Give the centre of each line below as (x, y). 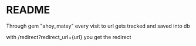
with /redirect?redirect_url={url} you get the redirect (69, 37)
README (28, 10)
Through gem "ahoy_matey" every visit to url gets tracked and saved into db (98, 26)
